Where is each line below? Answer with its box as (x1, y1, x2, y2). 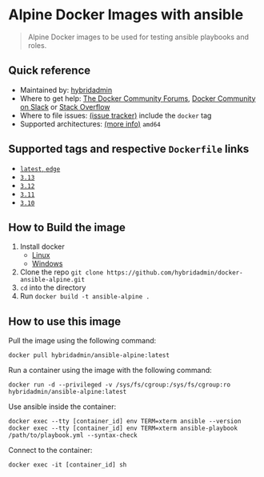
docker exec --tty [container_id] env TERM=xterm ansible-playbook (8, 424, 238, 433)
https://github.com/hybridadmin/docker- (106, 269, 243, 277)
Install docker (19, 242, 66, 251)
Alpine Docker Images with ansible (8, 6, 244, 24)
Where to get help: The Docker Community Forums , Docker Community (19, 94, 256, 103)
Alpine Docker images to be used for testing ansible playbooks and (27, 32, 250, 42)
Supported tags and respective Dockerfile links (8, 142, 250, 156)
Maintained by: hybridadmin (19, 85, 113, 94)
